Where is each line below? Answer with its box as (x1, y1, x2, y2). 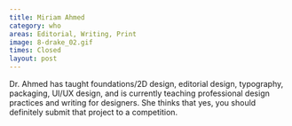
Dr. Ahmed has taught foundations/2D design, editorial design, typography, (9, 79, 284, 89)
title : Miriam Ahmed (9, 12, 86, 22)
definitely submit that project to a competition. (9, 107, 178, 117)
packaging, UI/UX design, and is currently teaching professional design (9, 88, 271, 98)
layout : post (9, 54, 58, 63)
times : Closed (9, 46, 62, 55)
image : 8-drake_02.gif (9, 37, 93, 47)
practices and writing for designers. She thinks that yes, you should (9, 98, 256, 107)
